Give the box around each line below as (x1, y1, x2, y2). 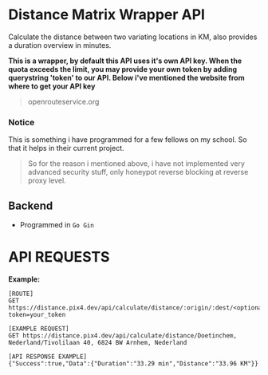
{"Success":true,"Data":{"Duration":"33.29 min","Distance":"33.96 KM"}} (8, 359, 259, 368)
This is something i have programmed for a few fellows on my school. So (8, 135, 247, 144)
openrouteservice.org (27, 97, 100, 106)
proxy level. (27, 176, 66, 185)
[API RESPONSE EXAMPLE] (8, 353, 88, 361)
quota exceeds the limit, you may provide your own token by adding (8, 64, 238, 73)
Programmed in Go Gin (19, 220, 94, 230)
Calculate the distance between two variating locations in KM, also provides (8, 32, 258, 41)
